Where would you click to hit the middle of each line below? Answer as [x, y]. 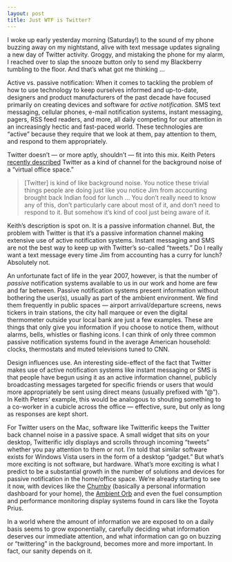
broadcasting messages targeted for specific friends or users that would [110, 384]
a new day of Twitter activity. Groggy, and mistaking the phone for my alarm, [116, 54]
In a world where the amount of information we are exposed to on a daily [110, 521]
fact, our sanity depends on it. [50, 551]
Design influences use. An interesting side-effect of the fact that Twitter [109, 362]
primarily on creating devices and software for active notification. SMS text [114, 104]
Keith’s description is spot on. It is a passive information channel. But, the [111, 225]
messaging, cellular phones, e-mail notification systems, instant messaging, [115, 112]
